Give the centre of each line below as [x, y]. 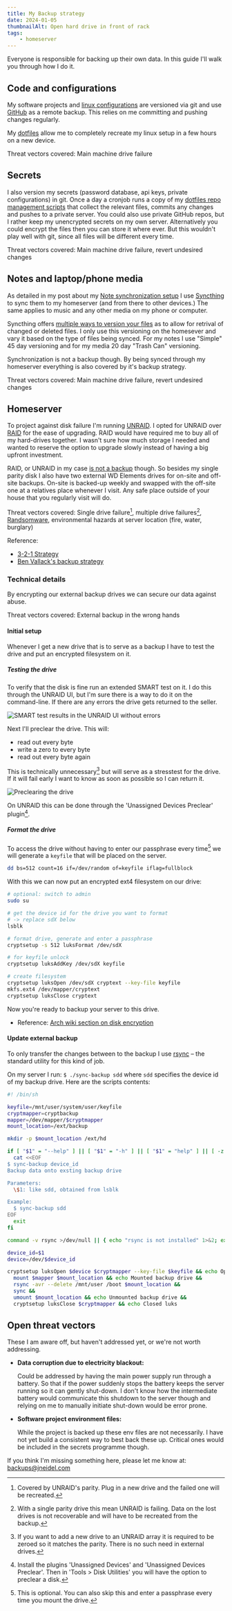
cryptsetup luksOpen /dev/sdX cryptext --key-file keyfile [94, 983]
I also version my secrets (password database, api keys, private [97, 192]
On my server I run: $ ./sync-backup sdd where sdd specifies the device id [113, 1074]
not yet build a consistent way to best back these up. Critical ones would [120, 1440]
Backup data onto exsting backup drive [65, 1171]
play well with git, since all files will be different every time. [90, 236]
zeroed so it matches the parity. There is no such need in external [110, 1544]
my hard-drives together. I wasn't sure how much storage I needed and [108, 440]
